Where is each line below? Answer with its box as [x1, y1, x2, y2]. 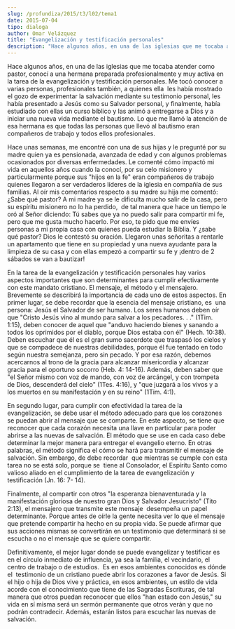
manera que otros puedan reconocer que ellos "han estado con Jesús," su [7, 592, 222, 601]
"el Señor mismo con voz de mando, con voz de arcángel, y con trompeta [7, 373, 220, 381]
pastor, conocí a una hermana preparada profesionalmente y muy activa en [7, 69, 224, 78]
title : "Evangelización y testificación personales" [7, 37, 164, 44]
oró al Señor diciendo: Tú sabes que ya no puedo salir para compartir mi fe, [7, 210, 225, 218]
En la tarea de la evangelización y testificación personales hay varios [7, 268, 206, 277]
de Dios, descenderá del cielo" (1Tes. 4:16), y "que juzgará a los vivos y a [7, 380, 218, 388]
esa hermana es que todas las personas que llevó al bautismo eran [7, 122, 200, 130]
